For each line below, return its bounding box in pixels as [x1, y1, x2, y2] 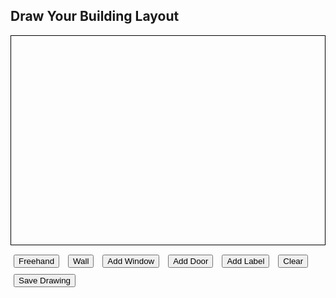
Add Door [173, 256, 209, 267]
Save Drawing [18, 275, 71, 286]
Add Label [226, 256, 265, 267]
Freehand [18, 256, 55, 267]
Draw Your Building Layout [10, 8, 180, 25]
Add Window [107, 256, 155, 267]
